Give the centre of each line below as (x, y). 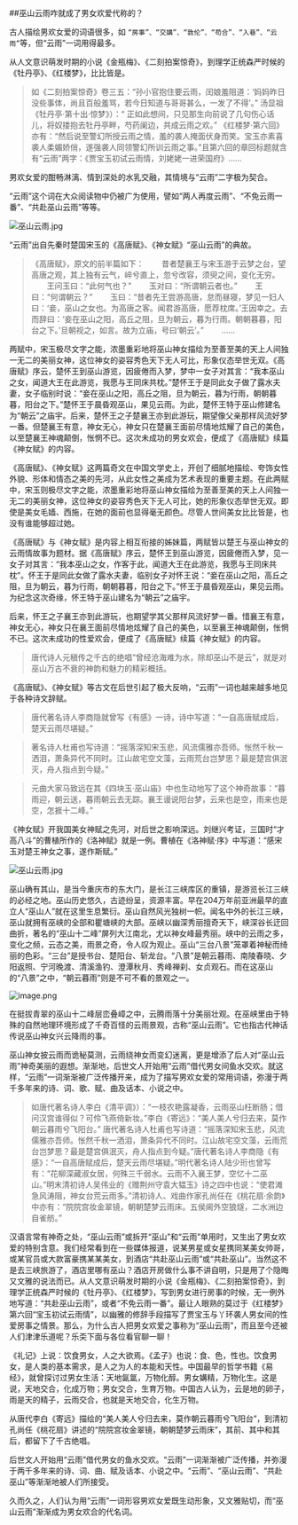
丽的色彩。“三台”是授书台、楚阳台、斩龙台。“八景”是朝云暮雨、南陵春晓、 (144, 955)
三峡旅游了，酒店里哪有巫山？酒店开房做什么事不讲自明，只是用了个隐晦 (157, 1270)
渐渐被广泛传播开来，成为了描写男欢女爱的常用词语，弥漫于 (172, 1077)
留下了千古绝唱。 (63, 1441)
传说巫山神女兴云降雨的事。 (60, 1036)
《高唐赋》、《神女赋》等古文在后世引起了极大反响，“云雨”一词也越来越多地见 (149, 687)
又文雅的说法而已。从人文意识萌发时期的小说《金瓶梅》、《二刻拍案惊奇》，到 (147, 1281)
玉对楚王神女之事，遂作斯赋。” (63, 851)
